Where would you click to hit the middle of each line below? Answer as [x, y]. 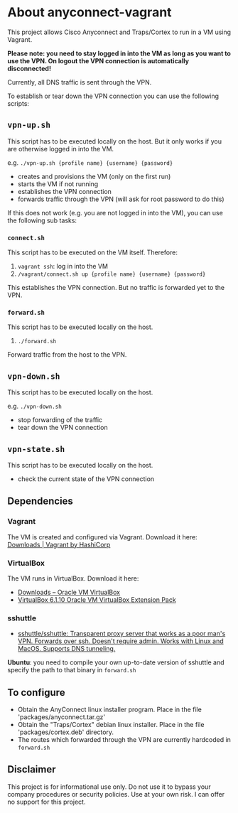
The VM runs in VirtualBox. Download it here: [73, 578]
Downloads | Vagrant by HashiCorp [59, 544]
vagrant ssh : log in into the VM [63, 266]
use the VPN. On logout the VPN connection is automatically [98, 60]
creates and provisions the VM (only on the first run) [94, 176]
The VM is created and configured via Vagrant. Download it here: [102, 537]
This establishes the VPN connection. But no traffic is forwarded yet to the [116, 288]
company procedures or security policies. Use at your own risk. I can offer [116, 794]
